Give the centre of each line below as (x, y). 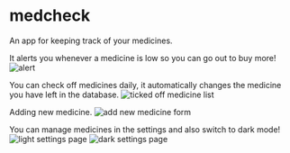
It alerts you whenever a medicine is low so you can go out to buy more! (143, 58)
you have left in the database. (64, 94)
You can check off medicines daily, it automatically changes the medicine (145, 85)
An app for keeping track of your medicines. (91, 40)
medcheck (50, 16)
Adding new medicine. (51, 112)
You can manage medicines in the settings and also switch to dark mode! (145, 129)
